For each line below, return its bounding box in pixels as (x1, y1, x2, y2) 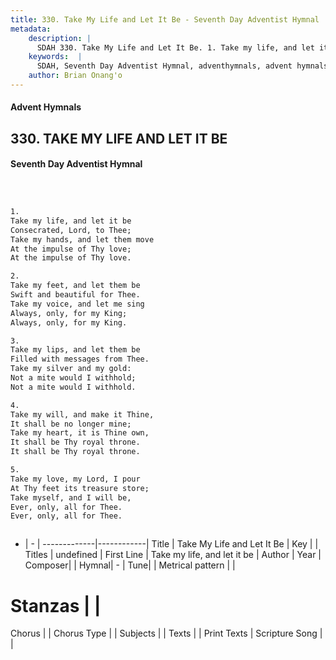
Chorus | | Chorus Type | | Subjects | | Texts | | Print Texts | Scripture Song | (10, 627, 323, 640)
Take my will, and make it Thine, (10, 409, 155, 420)
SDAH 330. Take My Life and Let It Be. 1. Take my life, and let (36, 42, 315, 53)
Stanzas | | (10, 594, 102, 617)
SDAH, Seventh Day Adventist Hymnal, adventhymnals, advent (36, 61, 293, 71)
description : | (28, 33, 92, 43)
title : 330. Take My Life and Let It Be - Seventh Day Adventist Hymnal (10, 14, 320, 25)
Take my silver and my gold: (10, 364, 132, 374)
